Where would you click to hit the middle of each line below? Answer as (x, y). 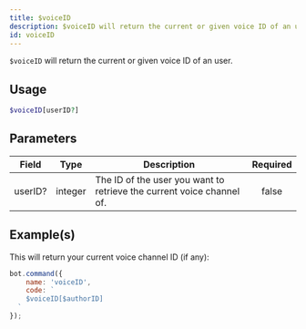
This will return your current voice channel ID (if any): (109, 257)
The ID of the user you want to (160, 180)
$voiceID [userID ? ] (44, 110)
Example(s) (42, 235)
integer (71, 190)
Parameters (43, 139)
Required (272, 164)
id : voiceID (32, 35)
